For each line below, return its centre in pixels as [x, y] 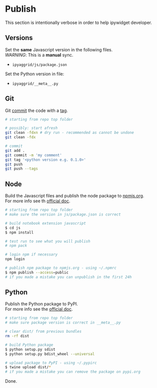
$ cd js [13, 228]
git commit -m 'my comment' [34, 155]
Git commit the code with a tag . [37, 110]
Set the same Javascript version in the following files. [59, 49]
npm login [15, 259]
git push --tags [21, 169]
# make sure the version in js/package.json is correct [63, 215]
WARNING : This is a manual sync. [39, 55]
